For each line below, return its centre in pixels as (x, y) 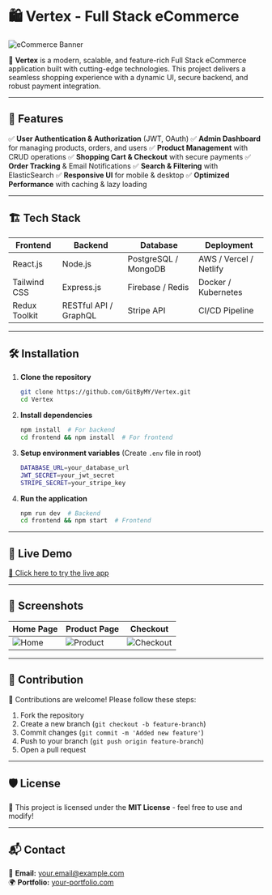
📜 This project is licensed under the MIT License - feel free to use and (125, 807)
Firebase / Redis (158, 287)
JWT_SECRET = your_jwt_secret (67, 475)
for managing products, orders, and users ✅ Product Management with (128, 147)
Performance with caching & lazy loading (78, 184)
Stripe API (147, 310)
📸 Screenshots (46, 606)
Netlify (211, 269)
